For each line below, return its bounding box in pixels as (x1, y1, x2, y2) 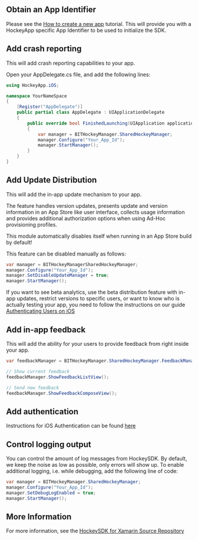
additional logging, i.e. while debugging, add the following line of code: (6, 467, 179, 474)
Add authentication (6, 407, 78, 417)
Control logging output (6, 439, 91, 449)
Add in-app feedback (6, 325, 86, 335)
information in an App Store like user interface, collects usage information (6, 208, 185, 215)
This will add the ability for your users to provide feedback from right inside (6, 341, 189, 347)
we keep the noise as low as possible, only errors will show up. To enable (6, 462, 184, 468)
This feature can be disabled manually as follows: (6, 250, 127, 257)
